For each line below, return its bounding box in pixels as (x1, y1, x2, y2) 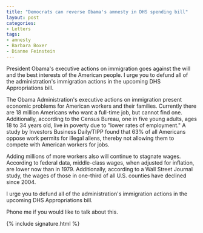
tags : (6, 31, 20, 38)
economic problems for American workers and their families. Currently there (6, 102, 197, 110)
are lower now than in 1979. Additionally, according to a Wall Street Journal (6, 165, 193, 172)
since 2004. (6, 178, 36, 185)
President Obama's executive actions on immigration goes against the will (6, 65, 191, 72)
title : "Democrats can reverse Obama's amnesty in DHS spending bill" (6, 8, 188, 15)
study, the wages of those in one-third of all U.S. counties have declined (6, 172, 187, 179)
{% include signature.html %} (6, 220, 80, 227)
